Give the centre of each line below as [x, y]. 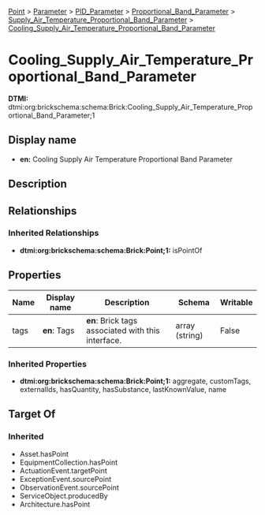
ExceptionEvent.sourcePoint [65, 479]
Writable [236, 302]
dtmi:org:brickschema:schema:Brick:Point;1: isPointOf [111, 250]
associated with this [123, 330]
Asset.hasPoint [44, 453]
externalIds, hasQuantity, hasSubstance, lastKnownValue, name [123, 389]
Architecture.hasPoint [55, 504]
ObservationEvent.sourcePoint [69, 487]
